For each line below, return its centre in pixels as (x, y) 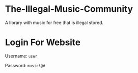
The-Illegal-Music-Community (69, 9)
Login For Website (43, 42)
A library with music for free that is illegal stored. (54, 23)
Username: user (21, 56)
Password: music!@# (25, 65)
